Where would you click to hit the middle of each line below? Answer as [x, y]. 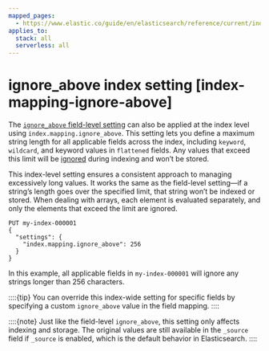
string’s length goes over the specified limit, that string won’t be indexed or [132, 192]
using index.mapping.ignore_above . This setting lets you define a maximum [131, 133]
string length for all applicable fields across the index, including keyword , [127, 142]
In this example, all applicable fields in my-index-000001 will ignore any [123, 273]
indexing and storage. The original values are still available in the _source [128, 330]
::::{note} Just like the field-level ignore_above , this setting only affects [124, 321]
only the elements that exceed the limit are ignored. [93, 209]
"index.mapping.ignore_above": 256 [82, 245]
